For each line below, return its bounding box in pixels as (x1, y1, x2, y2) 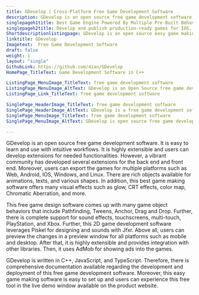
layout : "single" (6, 58, 49, 64)
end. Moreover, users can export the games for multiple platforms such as (6, 165, 187, 172)
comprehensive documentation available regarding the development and (6, 263, 184, 270)
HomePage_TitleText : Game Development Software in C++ (6, 69, 145, 75)
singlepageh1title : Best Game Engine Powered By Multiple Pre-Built (6, 20, 179, 25)
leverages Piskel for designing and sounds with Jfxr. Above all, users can (6, 226, 185, 234)
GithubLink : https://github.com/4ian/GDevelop (6, 63, 123, 70)
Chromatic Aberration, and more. (6, 190, 87, 197)
